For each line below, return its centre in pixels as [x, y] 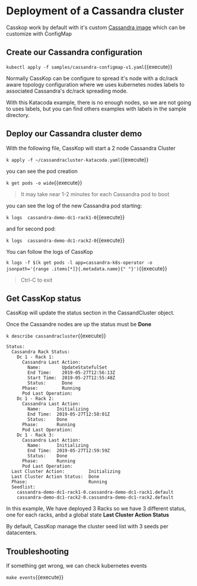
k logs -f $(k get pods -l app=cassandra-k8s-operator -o [79, 263]
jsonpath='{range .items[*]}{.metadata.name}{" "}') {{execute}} [87, 268]
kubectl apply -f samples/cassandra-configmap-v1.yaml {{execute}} [90, 67]
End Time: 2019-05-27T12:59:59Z [69, 451]
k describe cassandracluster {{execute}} [56, 336]
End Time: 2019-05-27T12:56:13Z [72, 373]
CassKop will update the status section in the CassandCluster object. [90, 313]
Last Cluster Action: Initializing [66, 472]
